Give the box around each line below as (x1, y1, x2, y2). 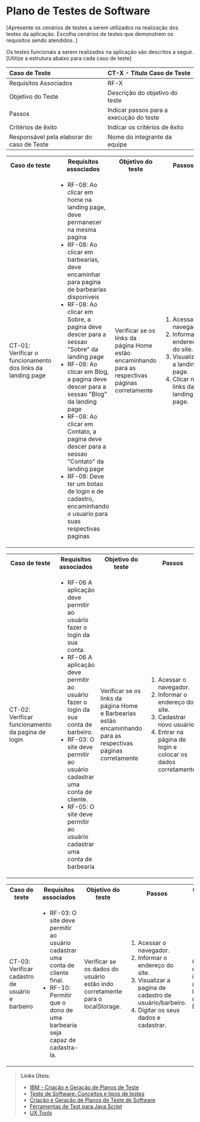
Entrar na (158, 728, 184, 736)
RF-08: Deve (67, 472, 104, 480)
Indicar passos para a (107, 106, 168, 114)
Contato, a (67, 427, 96, 435)
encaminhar (67, 270, 101, 279)
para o (84, 995, 102, 1003)
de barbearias (67, 285, 107, 294)
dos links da (9, 364, 43, 372)
